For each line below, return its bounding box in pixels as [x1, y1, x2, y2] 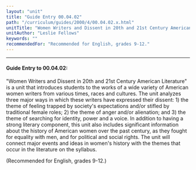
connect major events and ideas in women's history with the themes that [6, 140, 181, 147]
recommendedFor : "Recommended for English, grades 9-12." [6, 41, 150, 47]
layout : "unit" [6, 8, 43, 15]
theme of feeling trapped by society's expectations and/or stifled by [6, 103, 170, 110]
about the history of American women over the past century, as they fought [6, 127, 187, 134]
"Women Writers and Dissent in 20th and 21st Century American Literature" [6, 78, 187, 85]
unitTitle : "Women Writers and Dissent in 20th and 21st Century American [6, 25, 192, 31]
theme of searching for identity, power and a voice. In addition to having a [6, 115, 184, 122]
